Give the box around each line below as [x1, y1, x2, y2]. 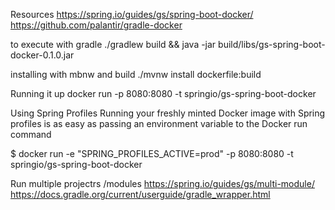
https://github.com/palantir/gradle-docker [10, 19, 183, 31]
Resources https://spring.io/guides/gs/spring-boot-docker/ [10, 9, 254, 20]
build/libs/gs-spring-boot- [218, 39, 326, 50]
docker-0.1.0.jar [10, 49, 75, 61]
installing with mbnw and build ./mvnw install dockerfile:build [10, 69, 262, 80]
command [10, 129, 52, 140]
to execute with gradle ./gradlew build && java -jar [10, 39, 217, 50]
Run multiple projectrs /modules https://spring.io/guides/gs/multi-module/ [10, 178, 315, 189]
